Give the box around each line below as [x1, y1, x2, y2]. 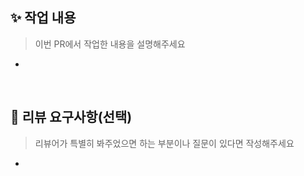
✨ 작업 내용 [10, 9, 77, 27]
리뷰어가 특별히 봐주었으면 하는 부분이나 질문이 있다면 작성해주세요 [34, 137, 295, 149]
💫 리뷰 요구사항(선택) [10, 109, 133, 126]
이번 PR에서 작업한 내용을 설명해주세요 [34, 38, 186, 50]
